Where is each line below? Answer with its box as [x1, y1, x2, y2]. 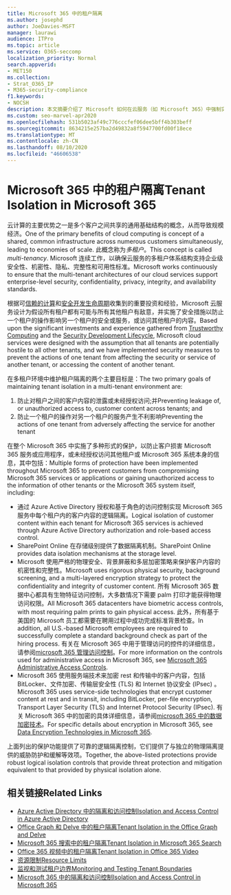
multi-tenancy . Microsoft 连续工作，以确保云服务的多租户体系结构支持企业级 [7, 253, 223, 262]
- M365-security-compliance [7, 87, 88, 93]
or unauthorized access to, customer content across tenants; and [16, 404, 203, 412]
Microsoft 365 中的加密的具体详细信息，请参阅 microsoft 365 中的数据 [25, 712, 222, 720]
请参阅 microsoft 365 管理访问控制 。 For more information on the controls [16, 648, 223, 656]
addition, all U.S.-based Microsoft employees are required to [16, 624, 188, 632]
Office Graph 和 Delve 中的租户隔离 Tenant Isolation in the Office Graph [16, 822, 218, 831]
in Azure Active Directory [16, 815, 89, 823]
